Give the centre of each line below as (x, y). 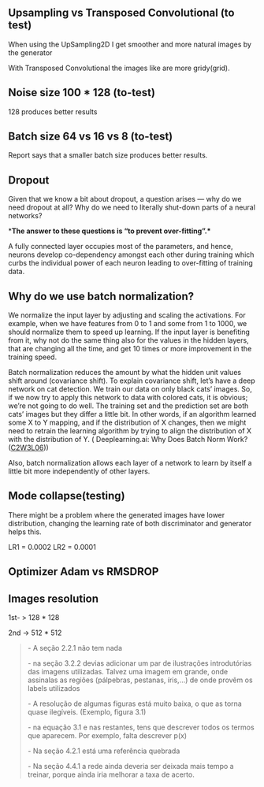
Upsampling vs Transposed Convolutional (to (121, 13)
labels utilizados (54, 689)
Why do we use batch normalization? (101, 296)
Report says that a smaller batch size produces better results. (108, 155)
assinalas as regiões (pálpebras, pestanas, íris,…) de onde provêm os (140, 680)
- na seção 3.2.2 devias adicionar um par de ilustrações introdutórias (139, 663)
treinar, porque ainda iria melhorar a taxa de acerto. (111, 774)
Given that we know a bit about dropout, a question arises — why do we (125, 199)
